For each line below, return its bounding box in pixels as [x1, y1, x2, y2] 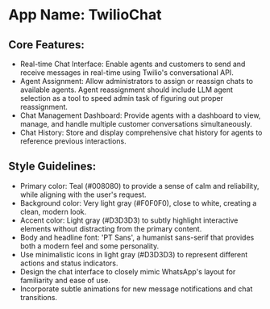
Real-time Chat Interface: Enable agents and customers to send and [19, 59, 246, 69]
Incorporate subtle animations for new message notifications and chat [19, 284, 253, 294]
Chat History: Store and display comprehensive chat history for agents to [19, 127, 263, 137]
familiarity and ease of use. [19, 275, 111, 285]
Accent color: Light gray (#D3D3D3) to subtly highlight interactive [19, 215, 239, 225]
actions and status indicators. [19, 258, 118, 268]
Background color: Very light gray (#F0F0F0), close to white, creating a [19, 198, 257, 207]
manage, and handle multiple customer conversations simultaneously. [19, 119, 252, 128]
